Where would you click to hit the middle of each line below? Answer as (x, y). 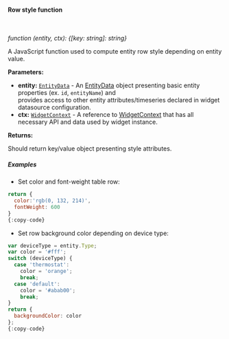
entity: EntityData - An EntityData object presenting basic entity (109, 85)
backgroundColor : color (48, 316)
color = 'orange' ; (46, 272)
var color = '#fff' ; (37, 252)
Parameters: (26, 72)
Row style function (35, 10)
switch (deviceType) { (40, 259)
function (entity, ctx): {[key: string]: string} (68, 39)
